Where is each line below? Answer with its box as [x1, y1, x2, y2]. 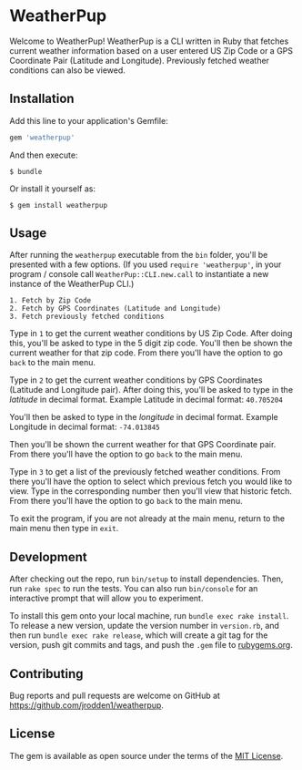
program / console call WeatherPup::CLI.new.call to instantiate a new [9, 269, 269, 280]
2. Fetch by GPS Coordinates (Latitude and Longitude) [9, 304, 222, 313]
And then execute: [9, 149, 78, 160]
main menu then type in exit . [9, 523, 119, 534]
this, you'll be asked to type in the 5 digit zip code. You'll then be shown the [9, 338, 293, 349]
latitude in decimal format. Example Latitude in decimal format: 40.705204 [9, 394, 284, 406]
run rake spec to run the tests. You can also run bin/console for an [9, 583, 258, 594]
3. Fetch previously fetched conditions [9, 312, 166, 322]
